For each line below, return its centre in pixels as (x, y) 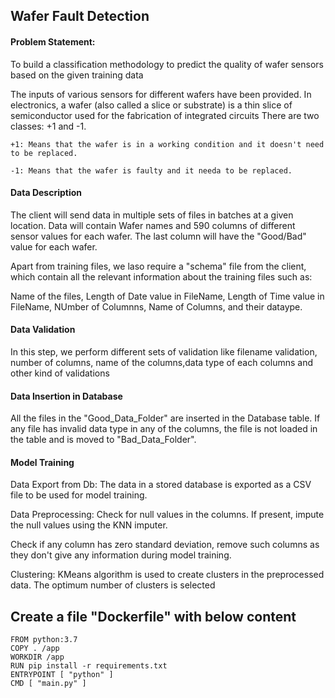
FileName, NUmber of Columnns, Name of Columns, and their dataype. (156, 306)
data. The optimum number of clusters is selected (113, 585)
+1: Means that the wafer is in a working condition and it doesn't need (167, 144)
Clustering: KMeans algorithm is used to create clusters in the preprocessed (167, 575)
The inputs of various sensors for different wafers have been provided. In (161, 94)
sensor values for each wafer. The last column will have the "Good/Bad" (158, 236)
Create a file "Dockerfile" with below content (153, 616)
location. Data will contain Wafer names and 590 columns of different (153, 225)
